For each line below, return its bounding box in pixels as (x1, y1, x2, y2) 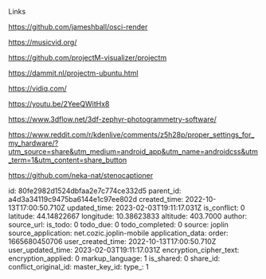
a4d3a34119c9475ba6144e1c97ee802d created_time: (8, 195, 184, 203)
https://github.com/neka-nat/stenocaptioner (8, 171, 154, 180)
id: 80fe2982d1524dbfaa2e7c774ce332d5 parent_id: (8, 186, 182, 196)
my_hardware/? (8, 138, 59, 148)
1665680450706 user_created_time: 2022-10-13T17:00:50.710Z (8, 237, 217, 246)
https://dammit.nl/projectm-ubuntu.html (8, 68, 139, 78)
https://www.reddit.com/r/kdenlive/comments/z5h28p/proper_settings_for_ (8, 130, 255, 139)
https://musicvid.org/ (8, 37, 77, 47)
